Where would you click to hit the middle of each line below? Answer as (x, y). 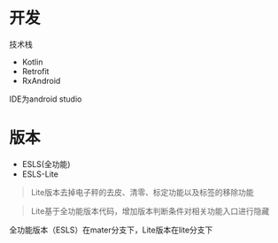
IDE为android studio (46, 99)
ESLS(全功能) (46, 163)
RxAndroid (41, 80)
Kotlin (32, 62)
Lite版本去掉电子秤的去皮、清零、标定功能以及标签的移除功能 (142, 192)
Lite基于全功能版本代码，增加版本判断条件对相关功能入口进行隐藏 (150, 211)
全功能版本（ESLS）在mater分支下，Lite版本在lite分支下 (111, 230)
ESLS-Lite (40, 174)
